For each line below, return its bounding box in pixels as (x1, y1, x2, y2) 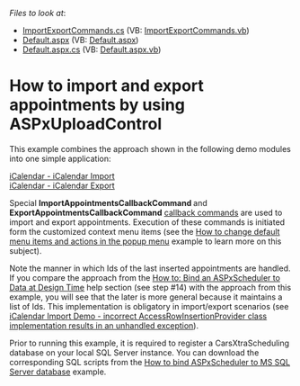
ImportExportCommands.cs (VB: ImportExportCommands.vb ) (22, 25, 250, 35)
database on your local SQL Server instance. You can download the (9, 346, 260, 358)
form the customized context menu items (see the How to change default (9, 226, 280, 237)
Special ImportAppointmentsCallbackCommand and (9, 197, 208, 208)
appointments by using (9, 94, 186, 115)
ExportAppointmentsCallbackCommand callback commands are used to (9, 207, 283, 218)
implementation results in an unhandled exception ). (9, 319, 199, 331)
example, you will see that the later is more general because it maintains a (9, 292, 283, 302)
